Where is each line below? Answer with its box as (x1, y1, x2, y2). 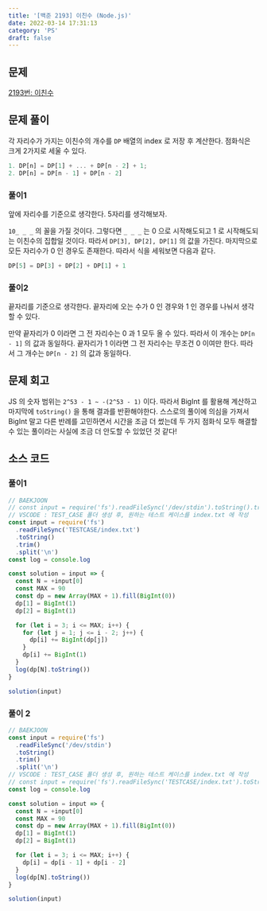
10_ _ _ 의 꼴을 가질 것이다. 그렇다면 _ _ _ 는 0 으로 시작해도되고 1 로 (8, 226, 225, 236)
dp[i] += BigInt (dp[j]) (29, 636, 109, 644)
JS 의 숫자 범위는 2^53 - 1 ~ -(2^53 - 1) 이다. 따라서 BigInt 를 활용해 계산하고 (8, 396, 257, 406)
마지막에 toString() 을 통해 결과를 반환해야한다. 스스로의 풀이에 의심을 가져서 (8, 407, 250, 416)
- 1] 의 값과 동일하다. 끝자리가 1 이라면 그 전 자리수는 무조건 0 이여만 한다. (8, 339, 239, 348)
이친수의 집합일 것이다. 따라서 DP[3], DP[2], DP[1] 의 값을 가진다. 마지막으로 (16, 236, 258, 245)
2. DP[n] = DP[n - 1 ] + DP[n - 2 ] (8, 169, 123, 177)
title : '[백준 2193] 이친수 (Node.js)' (8, 11, 133, 20)
